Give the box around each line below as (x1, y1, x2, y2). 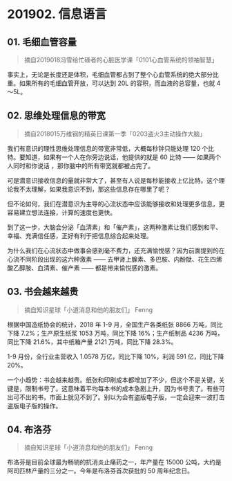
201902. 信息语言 (7, 6, 107, 22)
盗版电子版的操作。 (7, 401, 62, 410)
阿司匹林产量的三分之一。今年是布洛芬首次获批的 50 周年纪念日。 (7, 466, 194, 475)
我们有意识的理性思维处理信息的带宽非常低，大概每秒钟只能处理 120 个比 (7, 144, 214, 152)
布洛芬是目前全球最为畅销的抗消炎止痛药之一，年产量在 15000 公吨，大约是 (7, 458, 222, 466)
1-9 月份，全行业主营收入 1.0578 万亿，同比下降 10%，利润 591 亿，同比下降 (7, 352, 224, 361)
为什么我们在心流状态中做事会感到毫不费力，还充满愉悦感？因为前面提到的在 (7, 246, 225, 255)
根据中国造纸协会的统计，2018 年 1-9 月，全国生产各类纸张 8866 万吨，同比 (7, 320, 223, 329)
